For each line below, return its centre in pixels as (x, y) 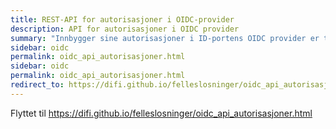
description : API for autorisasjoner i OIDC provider (125, 29)
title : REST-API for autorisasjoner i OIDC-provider (122, 19)
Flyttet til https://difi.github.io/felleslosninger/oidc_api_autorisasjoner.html (161, 113)
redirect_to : (37, 85)
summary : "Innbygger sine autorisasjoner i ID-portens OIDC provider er (165, 38)
